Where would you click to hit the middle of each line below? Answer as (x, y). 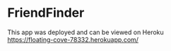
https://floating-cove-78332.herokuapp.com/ (73, 39)
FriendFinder (46, 13)
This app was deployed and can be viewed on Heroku (85, 32)
